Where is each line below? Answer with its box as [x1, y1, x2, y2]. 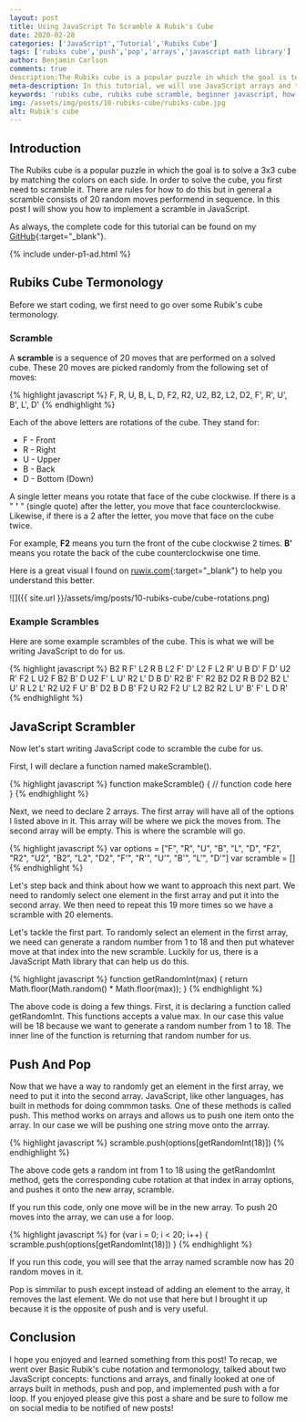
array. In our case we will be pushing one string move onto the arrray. [9, 1120, 270, 1131]
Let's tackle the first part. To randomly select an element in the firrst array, [9, 927, 289, 938]
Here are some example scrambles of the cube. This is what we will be [9, 636, 275, 647]
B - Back [22, 464, 56, 475]
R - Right [22, 444, 56, 455]
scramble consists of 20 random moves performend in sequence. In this [9, 193, 280, 205]
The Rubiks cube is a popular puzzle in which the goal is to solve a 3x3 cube [9, 165, 297, 176]
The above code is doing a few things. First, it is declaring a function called [9, 1001, 291, 1012]
